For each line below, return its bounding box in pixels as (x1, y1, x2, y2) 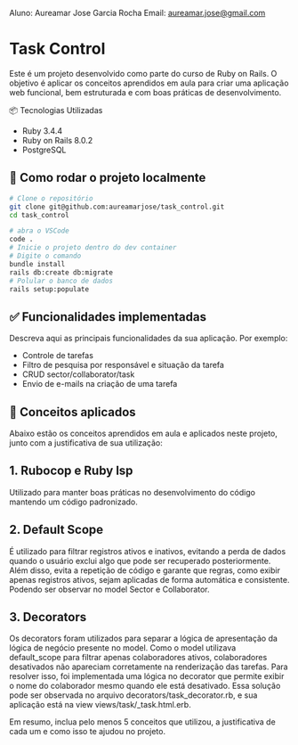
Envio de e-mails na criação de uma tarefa (21, 379, 178, 389)
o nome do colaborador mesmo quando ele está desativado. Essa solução (9, 681, 281, 692)
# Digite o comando (9, 251, 82, 260)
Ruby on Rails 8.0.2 (21, 135, 93, 145)
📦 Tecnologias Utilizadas (9, 104, 103, 115)
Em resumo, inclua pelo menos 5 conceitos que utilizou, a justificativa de (9, 716, 276, 727)
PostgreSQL (21, 144, 67, 155)
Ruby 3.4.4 (21, 125, 63, 136)
